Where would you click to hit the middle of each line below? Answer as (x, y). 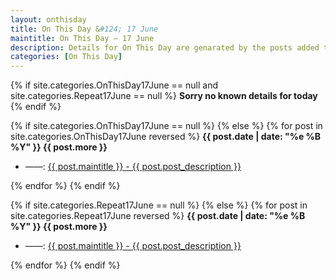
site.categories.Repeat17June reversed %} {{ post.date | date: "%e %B (158, 216)
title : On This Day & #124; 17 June (84, 29)
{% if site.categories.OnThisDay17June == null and (114, 85)
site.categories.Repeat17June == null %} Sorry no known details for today (164, 96)
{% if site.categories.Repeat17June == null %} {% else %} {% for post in (159, 205)
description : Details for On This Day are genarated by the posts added (165, 47)
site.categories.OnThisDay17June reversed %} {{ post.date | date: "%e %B (166, 137)
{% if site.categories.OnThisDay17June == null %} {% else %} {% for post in (166, 126)
